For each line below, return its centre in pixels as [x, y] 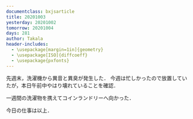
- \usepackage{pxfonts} [40, 60]
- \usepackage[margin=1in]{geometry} [57, 50]
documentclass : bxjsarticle [40, 11]
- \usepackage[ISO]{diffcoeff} [50, 55]
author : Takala [25, 39]
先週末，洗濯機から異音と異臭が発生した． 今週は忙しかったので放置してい [97, 78]
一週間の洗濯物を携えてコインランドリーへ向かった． [70, 98]
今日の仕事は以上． [29, 110]
